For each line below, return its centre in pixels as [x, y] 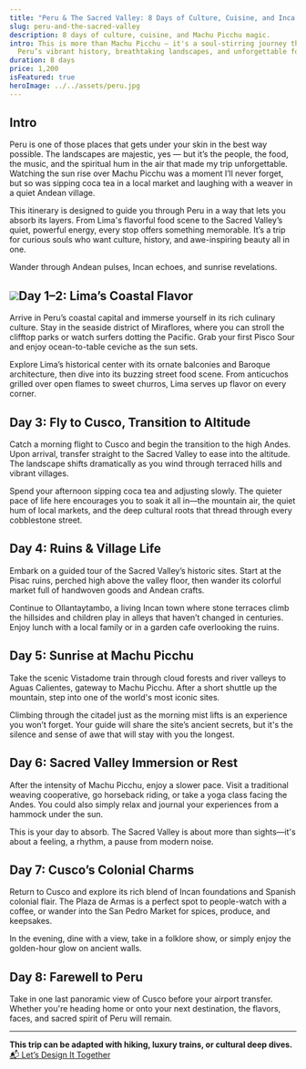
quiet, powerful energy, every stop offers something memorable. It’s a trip [148, 230]
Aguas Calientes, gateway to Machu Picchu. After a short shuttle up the [143, 687]
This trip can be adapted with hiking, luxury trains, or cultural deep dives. [151, 1044]
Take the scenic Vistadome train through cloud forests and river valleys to [148, 678]
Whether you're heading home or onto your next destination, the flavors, [145, 1009]
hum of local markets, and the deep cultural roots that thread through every [151, 511]
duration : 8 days [42, 60]
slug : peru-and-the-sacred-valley [75, 26]
